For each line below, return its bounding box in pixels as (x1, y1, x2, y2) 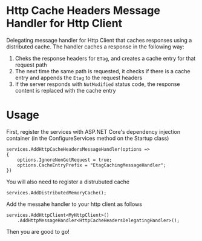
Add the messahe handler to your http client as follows (6, 200, 142, 208)
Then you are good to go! (6, 228, 70, 235)
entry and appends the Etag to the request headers (15, 74, 143, 81)
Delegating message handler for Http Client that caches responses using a (6, 36, 192, 44)
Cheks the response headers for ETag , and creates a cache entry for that (15, 54, 196, 62)
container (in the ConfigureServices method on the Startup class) (6, 134, 169, 142)
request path (15, 61, 47, 68)
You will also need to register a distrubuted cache (6, 178, 130, 185)
